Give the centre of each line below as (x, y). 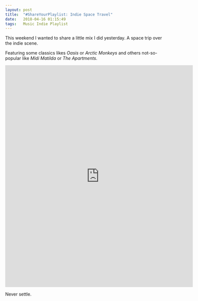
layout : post (19, 10)
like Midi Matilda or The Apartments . (60, 58)
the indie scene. (22, 43)
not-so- (149, 53)
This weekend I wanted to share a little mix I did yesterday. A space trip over (84, 38)
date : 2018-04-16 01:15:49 (35, 19)
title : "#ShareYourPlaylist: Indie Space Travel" (59, 14)
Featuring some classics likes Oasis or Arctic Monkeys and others (73, 53)
